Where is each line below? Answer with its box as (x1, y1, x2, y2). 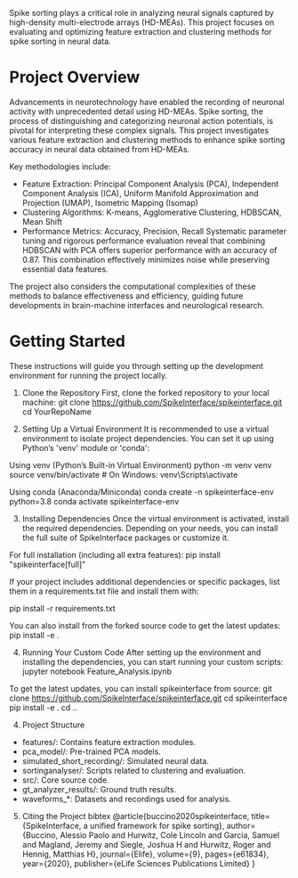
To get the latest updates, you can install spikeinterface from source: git (9, 683, 273, 693)
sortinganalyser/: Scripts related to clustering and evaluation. (21, 765, 246, 775)
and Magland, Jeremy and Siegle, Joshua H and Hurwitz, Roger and (21, 839, 271, 849)
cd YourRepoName (21, 406, 92, 417)
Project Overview (9, 67, 141, 87)
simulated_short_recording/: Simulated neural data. (21, 755, 209, 766)
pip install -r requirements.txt (9, 603, 116, 613)
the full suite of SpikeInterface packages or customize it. (21, 532, 230, 543)
